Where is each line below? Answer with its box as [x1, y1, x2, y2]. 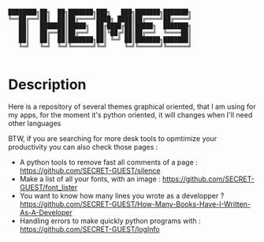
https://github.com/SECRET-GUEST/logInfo [19, 224, 160, 233]
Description [8, 76, 87, 94]
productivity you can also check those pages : [8, 142, 158, 151]
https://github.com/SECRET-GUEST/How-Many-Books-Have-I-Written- [19, 199, 251, 209]
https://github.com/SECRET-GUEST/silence [19, 166, 161, 175]
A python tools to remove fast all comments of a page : [19, 157, 199, 166]
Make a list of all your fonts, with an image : [19, 174, 162, 184]
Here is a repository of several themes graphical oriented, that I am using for [8, 102, 256, 111]
